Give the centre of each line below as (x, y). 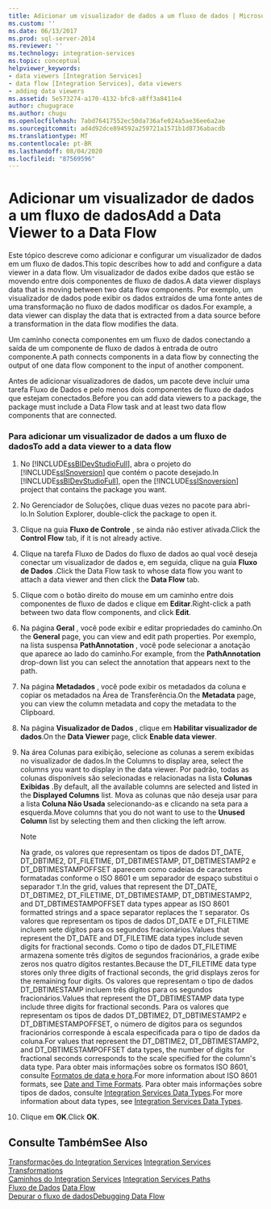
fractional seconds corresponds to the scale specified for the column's (138, 1059)
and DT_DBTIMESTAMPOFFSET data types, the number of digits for (132, 1050)
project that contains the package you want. (93, 490)
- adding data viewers (46, 91)
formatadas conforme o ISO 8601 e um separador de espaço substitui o (139, 878)
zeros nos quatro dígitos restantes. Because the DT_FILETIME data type (138, 964)
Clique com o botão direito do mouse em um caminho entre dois (127, 596)
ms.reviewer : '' (35, 46)
